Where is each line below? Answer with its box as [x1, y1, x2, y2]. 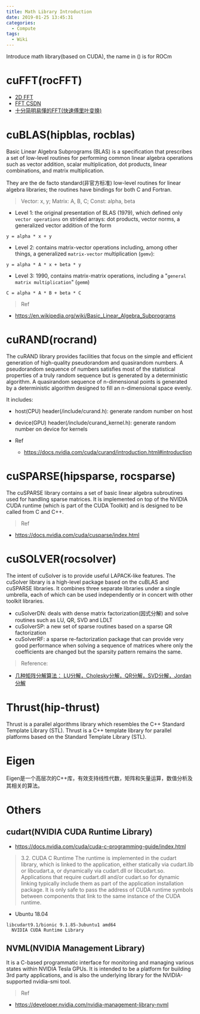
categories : [6, 20, 36, 26]
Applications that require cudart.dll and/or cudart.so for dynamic [20, 873, 180, 880]
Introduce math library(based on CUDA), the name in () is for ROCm [6, 53, 172, 60]
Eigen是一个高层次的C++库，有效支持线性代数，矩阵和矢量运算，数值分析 [6, 774, 188, 782]
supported [6, 978, 32, 985]
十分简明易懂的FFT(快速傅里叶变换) [14, 107, 102, 114]
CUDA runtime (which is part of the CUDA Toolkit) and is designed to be [6, 502, 183, 509]
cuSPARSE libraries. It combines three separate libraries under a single [6, 584, 180, 591]
